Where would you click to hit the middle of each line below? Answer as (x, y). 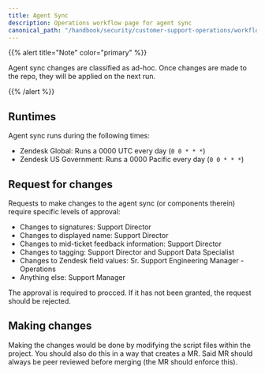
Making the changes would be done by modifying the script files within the (129, 345)
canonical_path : (35, 30)
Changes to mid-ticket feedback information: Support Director (121, 244)
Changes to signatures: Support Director (85, 227)
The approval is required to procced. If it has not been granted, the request (130, 293)
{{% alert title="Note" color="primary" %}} (78, 53)
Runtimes (32, 117)
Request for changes (60, 184)
